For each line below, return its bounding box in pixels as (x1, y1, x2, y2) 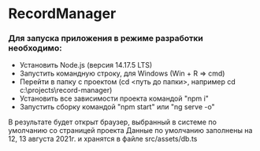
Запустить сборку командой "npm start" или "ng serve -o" (19, 102, 215, 112)
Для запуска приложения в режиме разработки (8, 33, 203, 44)
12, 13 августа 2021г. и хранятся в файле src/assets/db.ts (8, 134, 198, 144)
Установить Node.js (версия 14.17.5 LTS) (19, 61, 153, 70)
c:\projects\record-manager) (19, 86, 113, 95)
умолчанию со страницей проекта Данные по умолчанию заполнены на (8, 126, 253, 135)
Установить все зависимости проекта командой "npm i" (19, 94, 209, 103)
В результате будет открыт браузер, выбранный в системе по (8, 117, 217, 127)
